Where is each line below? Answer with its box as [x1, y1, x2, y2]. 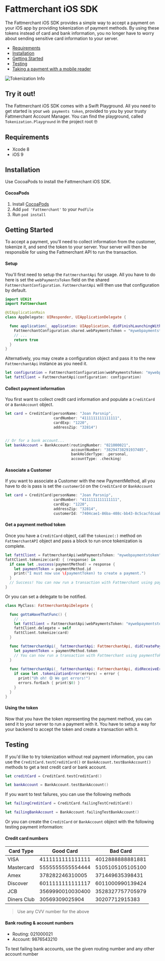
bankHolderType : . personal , [71, 452, 129, 457]
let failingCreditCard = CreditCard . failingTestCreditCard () [5, 801, 133, 806]
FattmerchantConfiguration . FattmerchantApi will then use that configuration [5, 282, 160, 288]
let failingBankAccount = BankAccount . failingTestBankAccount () [5, 810, 139, 815]
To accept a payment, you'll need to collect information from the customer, [5, 239, 156, 245]
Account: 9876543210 [12, 936, 57, 942]
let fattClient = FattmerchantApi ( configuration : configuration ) [5, 375, 141, 380]
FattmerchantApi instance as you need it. [5, 361, 87, 366]
